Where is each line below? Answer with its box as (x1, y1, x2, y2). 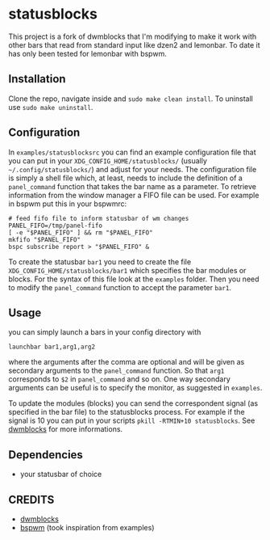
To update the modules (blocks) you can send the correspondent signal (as (8, 399, 259, 408)
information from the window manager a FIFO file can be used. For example (8, 190, 260, 200)
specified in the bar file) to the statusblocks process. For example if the (8, 407, 245, 417)
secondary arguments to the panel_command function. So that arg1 (8, 365, 225, 376)
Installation (8, 72, 66, 86)
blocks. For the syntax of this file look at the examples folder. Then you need (8, 274, 260, 284)
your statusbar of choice (19, 470, 102, 479)
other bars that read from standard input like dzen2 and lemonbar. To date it (8, 40, 260, 49)
